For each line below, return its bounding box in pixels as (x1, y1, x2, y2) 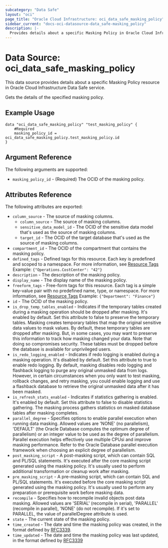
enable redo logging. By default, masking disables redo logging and (12, 362, 152, 368)
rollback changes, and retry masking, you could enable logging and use (12, 378, 160, 384)
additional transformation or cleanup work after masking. (12, 468, 130, 474)
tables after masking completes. (12, 410, 79, 416)
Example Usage (5, 108, 55, 117)
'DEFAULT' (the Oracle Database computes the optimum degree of (12, 426, 150, 432)
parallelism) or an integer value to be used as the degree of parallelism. (12, 431, 159, 437)
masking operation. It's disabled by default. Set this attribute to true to (12, 357, 157, 363)
